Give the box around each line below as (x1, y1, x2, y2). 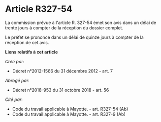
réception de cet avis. (5, 39, 49, 45)
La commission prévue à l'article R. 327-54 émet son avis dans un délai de (5, 20, 157, 25)
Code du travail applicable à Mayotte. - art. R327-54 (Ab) (12, 106, 129, 112)
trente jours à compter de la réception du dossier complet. (5, 24, 124, 30)
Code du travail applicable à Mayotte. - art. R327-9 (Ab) (12, 111, 126, 117)
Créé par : (5, 58, 25, 64)
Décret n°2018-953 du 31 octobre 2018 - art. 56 (12, 87, 109, 93)
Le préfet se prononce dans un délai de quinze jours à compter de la (5, 34, 144, 40)
